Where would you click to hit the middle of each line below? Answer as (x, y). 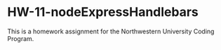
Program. (21, 38)
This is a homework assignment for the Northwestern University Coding (111, 31)
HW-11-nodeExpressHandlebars (103, 12)
